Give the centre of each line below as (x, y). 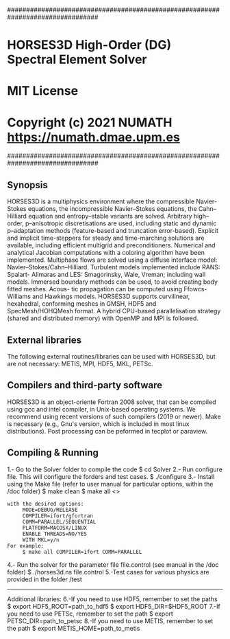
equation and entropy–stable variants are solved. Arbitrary (111, 216)
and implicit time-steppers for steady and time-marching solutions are (106, 238)
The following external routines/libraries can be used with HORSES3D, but (111, 356)
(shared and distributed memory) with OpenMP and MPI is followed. (103, 318)
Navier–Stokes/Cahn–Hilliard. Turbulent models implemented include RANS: (114, 267)
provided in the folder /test (44, 579)
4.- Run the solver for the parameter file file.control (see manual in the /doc (113, 564)
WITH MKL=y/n (41, 540)
